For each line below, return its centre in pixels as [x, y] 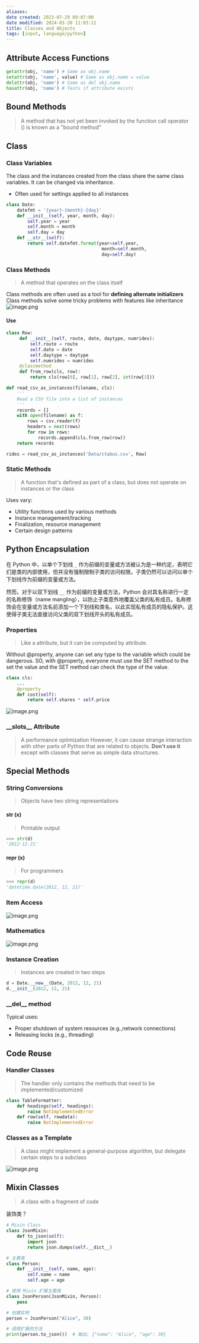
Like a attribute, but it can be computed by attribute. [84, 642]
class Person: [24, 1264]
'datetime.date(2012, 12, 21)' [45, 887]
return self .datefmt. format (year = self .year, [83, 244]
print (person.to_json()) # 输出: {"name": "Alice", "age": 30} [86, 1335]
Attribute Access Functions [58, 58]
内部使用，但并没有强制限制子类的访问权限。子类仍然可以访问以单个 [110, 572]
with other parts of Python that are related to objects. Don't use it [100, 746]
